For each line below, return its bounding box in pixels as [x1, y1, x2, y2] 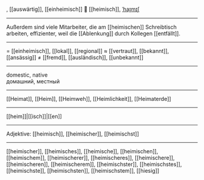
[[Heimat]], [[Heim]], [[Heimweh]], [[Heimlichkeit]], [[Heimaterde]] [6, 95, 171, 102]
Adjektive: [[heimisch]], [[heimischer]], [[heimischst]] [6, 130, 140, 137]
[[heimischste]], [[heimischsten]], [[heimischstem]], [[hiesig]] [6, 167, 160, 174]
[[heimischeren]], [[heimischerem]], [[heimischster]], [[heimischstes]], [6, 161, 182, 168]
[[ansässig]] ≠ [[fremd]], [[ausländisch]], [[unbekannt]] [6, 54, 144, 61]
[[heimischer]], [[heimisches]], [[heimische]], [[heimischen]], [6, 148, 158, 154]
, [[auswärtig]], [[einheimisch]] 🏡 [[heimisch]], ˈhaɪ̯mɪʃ [6, 5, 140, 13]
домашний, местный [6, 78, 60, 85]
